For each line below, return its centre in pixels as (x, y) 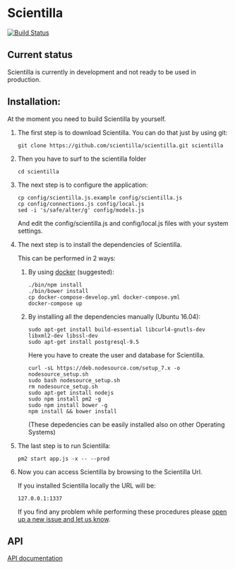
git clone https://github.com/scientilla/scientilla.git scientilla (120, 145)
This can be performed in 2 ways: (67, 258)
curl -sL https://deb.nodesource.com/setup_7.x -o (104, 368)
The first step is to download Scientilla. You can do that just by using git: (122, 132)
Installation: (34, 102)
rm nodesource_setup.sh (63, 386)
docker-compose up (55, 303)
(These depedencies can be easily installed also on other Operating (126, 424)
